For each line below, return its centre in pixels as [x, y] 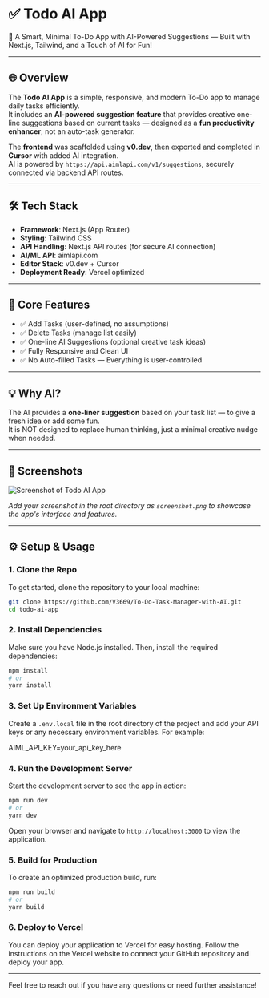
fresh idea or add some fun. [54, 421]
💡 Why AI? [35, 393]
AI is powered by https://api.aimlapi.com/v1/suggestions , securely [121, 164]
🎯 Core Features [49, 304]
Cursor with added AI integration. [64, 155]
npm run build [32, 892]
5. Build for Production [53, 860]
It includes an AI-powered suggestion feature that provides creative [122, 114]
